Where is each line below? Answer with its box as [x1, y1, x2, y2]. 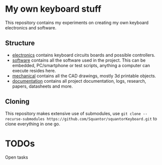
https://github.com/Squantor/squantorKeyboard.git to [46, 116, 158, 121]
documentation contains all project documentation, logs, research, [12, 78, 146, 84]
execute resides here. [12, 68, 56, 73]
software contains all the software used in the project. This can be [12, 57, 146, 63]
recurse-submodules [5, 117, 45, 121]
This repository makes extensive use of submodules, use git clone [5, 110, 141, 116]
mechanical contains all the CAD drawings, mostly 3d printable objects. [12, 72, 157, 79]
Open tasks [5, 154, 28, 160]
